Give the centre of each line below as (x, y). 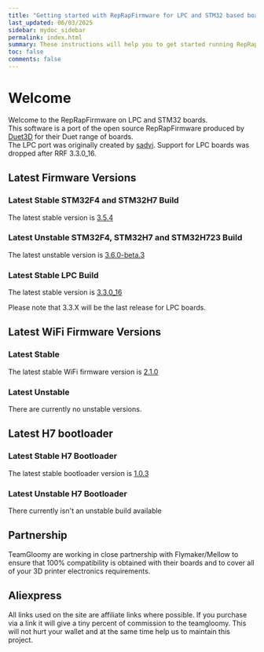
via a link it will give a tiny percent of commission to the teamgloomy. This (127, 623)
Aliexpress (35, 596)
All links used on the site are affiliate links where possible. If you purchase (128, 614)
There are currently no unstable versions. (75, 409)
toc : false (26, 52)
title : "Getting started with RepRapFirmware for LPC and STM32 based (126, 15)
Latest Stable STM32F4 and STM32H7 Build (93, 200)
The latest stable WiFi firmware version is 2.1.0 (83, 372)
